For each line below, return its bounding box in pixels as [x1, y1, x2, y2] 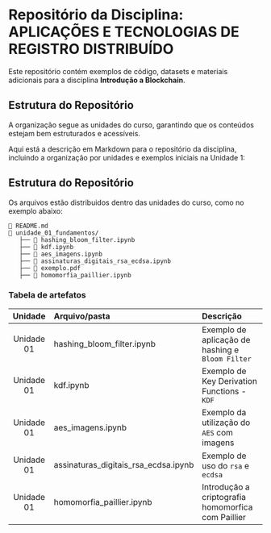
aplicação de [201, 334, 251, 345]
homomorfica [201, 502, 253, 513]
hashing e [201, 344, 240, 356]
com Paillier [201, 511, 246, 523]
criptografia [201, 491, 247, 502]
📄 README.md [8, 222, 48, 230]
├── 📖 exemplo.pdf [19, 264, 81, 272]
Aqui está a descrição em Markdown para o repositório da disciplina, [8, 144, 237, 154]
